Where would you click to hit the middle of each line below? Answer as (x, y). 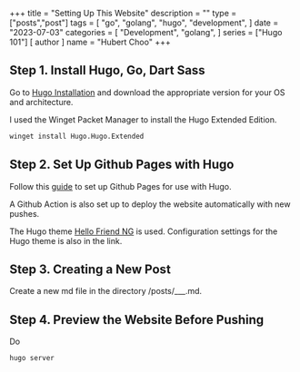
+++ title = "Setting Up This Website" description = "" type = (123, 13)
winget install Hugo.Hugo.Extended (77, 136)
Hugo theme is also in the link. (66, 240)
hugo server (32, 358)
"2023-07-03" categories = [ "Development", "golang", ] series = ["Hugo (146, 32)
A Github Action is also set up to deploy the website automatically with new (150, 204)
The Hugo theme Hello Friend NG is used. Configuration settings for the (144, 231)
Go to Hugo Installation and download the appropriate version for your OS (147, 92)
